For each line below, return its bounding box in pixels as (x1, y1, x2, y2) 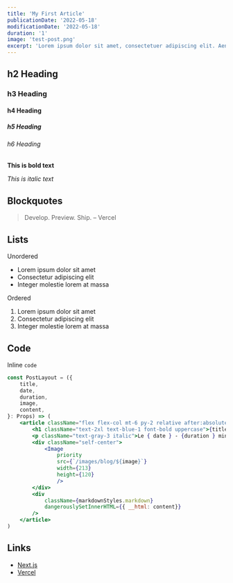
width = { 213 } (56, 465, 92, 472)
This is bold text (7, 161, 54, 170)
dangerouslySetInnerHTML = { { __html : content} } (44, 504, 182, 511)
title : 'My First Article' (7, 10, 85, 17)
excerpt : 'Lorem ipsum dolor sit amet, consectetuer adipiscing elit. (7, 42, 216, 49)
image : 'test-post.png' (7, 36, 76, 43)
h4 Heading (7, 106, 42, 115)
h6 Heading (7, 140, 41, 148)
